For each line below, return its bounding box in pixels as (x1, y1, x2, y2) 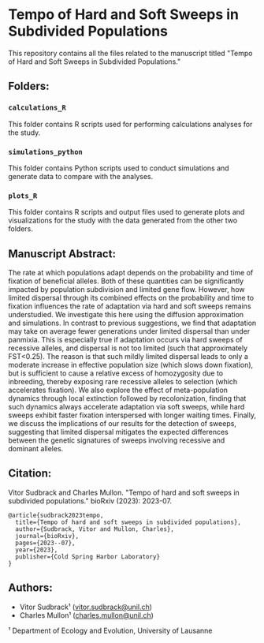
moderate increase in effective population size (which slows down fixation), (8, 361, 254, 370)
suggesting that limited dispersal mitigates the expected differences (8, 428, 229, 437)
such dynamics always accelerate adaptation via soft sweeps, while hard (8, 402, 245, 412)
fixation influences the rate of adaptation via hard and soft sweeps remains (8, 301, 251, 311)
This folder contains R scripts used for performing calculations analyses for (8, 119, 253, 129)
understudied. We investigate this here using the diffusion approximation (8, 310, 244, 320)
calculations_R (8, 103, 67, 112)
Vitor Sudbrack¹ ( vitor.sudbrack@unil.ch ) (19, 602, 152, 611)
